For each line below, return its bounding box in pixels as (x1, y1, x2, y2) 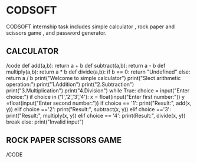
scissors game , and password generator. (6, 29, 107, 36)
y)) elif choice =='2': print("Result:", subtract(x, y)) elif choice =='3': (6, 105, 171, 112)
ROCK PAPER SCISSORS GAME (6, 135, 122, 145)
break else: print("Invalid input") (6, 118, 84, 125)
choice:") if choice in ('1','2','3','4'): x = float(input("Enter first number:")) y (6, 93, 185, 100)
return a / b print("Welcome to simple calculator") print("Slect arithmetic (6, 74, 181, 81)
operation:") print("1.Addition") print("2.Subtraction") (6, 81, 134, 88)
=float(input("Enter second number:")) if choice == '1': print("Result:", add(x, (6, 99, 192, 107)
